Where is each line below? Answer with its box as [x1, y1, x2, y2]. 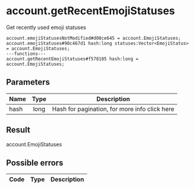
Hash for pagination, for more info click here [52, 105, 174, 113]
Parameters [6, 77, 50, 87]
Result [6, 125, 31, 135]
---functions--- [6, 50, 46, 57]
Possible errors [6, 158, 64, 168]
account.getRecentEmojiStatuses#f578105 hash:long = [6, 56, 139, 62]
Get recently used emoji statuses [6, 24, 87, 31]
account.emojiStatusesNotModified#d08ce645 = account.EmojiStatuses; [6, 35, 181, 41]
